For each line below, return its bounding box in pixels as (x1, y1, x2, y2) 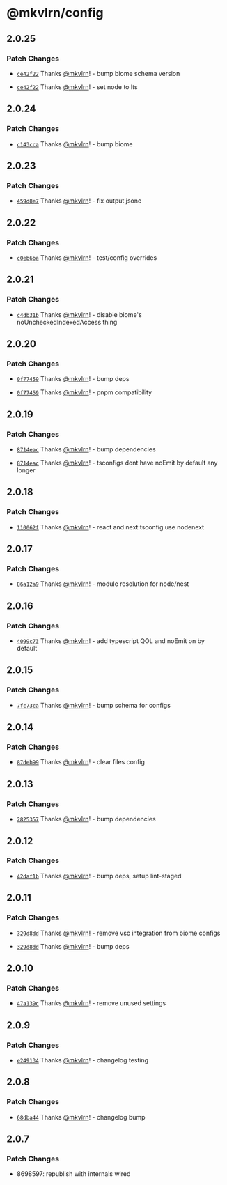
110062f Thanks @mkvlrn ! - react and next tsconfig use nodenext (16, 522, 205, 531)
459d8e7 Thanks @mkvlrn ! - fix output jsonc (16, 196, 142, 205)
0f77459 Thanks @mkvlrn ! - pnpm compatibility (16, 388, 152, 396)
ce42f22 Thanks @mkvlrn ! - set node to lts (16, 82, 138, 91)
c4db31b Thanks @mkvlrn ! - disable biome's (16, 310, 142, 318)
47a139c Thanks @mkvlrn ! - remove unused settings (16, 999, 166, 1007)
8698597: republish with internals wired (16, 1170, 131, 1178)
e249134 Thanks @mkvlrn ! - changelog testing (16, 1055, 149, 1064)
